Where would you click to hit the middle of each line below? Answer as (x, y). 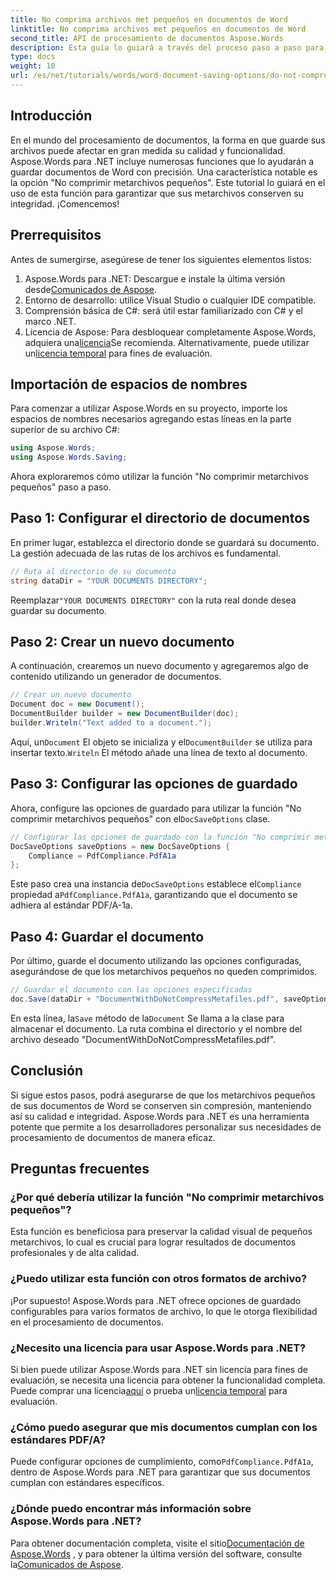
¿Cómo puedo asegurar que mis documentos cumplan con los (164, 1427)
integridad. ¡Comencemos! (65, 203)
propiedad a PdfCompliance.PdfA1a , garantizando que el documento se (154, 895)
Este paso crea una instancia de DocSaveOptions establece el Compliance (156, 884)
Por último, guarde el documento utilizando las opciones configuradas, (156, 961)
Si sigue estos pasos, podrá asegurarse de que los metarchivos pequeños (163, 1095)
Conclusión (47, 1071)
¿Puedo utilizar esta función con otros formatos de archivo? (159, 1279)
